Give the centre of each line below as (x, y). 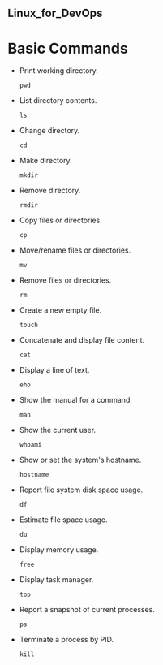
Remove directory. (50, 191)
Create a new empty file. (60, 310)
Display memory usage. (59, 550)
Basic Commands (68, 48)
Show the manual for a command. (76, 400)
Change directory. (49, 131)
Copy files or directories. (60, 220)
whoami (30, 445)
